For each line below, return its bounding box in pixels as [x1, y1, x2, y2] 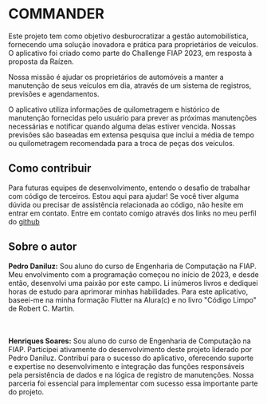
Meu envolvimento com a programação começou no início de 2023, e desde [8, 269, 259, 279]
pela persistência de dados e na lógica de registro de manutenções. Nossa [8, 370, 254, 379]
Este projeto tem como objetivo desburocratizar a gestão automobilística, [8, 31, 249, 41]
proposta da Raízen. [8, 57, 74, 66]
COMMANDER [8, 5, 105, 23]
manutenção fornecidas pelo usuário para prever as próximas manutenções [8, 113, 257, 122]
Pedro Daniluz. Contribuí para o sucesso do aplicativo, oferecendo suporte [8, 353, 253, 362]
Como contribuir [8, 161, 92, 176]
